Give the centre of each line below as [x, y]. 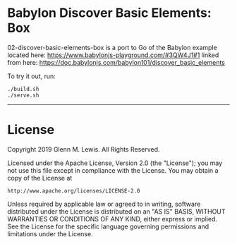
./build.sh [23, 89]
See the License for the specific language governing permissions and [108, 226]
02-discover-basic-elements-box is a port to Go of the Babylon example [112, 47]
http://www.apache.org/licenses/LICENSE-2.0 [74, 191]
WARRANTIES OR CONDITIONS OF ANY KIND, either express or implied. [112, 219]
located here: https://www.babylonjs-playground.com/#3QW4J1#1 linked [113, 55]
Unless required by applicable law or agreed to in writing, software [104, 204]
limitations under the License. [50, 233]
